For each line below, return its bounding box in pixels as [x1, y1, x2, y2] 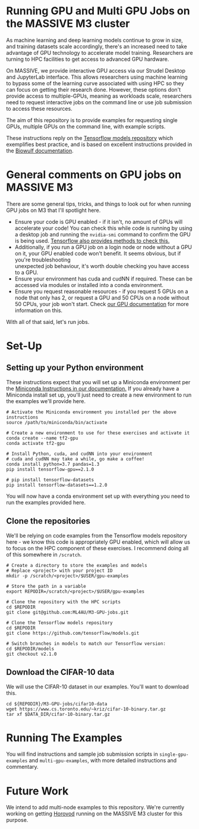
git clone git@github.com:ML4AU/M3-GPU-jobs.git [6, 609, 129, 615]
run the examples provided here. [6, 498, 86, 506]
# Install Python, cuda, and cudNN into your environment [6, 451, 153, 457]
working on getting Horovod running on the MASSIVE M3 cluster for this [6, 810, 183, 817]
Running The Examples [6, 731, 123, 744]
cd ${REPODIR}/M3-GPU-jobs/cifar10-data [6, 701, 108, 707]
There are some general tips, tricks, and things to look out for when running [6, 200, 191, 207]
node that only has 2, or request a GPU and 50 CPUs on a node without [14, 294, 189, 301]
